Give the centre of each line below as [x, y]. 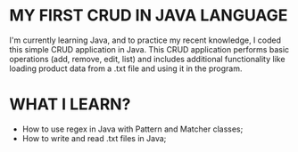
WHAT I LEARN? [70, 104]
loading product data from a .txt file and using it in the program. [126, 68]
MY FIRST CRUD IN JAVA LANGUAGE [149, 16]
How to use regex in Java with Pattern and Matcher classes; [132, 129]
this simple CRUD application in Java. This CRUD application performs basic [149, 49]
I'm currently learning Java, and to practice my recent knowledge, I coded [145, 40]
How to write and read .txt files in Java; [94, 138]
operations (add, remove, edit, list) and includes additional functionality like [147, 59]
